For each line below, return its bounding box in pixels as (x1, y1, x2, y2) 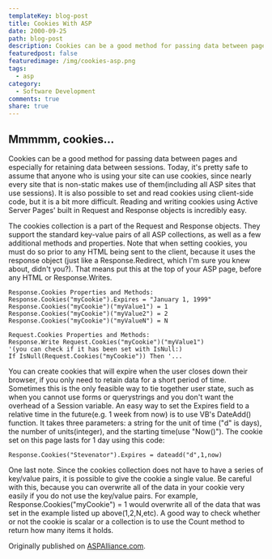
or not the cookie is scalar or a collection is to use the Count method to (8, 516, 245, 527)
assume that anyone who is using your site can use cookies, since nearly (8, 171, 252, 181)
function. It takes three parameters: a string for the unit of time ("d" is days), (8, 418, 262, 428)
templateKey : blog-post (8, 11, 89, 20)
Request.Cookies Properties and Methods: (8, 331, 151, 339)
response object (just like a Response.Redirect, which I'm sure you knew (8, 255, 251, 265)
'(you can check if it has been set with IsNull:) (8, 345, 183, 353)
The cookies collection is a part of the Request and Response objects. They (8, 220, 261, 231)
